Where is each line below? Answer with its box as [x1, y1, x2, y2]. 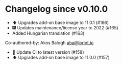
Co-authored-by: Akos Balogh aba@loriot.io [5, 40, 94, 45]
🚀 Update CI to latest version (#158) [12, 49, 84, 55]
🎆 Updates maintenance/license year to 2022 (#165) [12, 24, 119, 30]
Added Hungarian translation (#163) [12, 30, 85, 36]
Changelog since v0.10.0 [5, 3, 108, 15]
